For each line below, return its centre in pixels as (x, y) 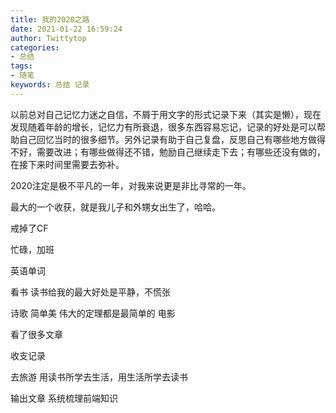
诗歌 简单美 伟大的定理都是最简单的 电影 (93, 313)
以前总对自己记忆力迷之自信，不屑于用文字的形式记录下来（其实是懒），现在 (166, 114)
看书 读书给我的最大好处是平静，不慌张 (90, 292)
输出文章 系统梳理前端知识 (64, 398)
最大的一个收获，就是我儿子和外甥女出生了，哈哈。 (115, 207)
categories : (35, 47)
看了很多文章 (36, 334)
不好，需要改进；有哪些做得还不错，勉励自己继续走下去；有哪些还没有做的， (168, 152)
